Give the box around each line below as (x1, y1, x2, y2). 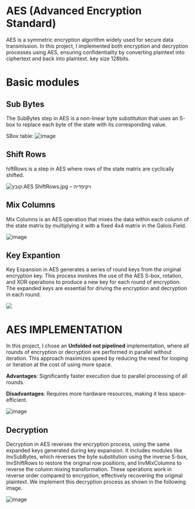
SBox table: (6, 132, 34, 139)
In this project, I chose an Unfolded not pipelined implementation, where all (6, 342, 189, 349)
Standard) (6, 17, 56, 30)
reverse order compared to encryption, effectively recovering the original (6, 472, 183, 479)
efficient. (6, 396, 28, 403)
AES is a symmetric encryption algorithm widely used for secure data (6, 36, 174, 43)
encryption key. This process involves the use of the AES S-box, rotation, (6, 272, 183, 280)
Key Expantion (6, 250, 60, 260)
